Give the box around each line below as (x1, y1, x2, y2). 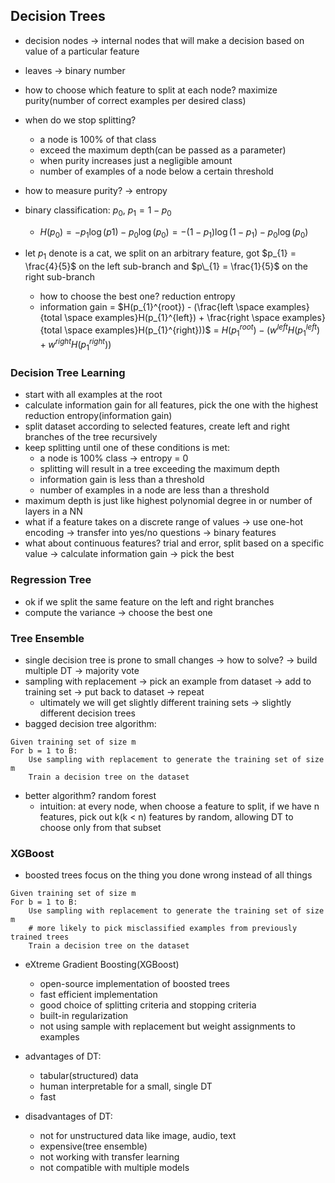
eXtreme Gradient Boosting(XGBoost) (24, 959, 180, 971)
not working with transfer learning (39, 1151, 180, 1163)
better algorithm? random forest (24, 790, 157, 801)
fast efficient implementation (39, 989, 158, 1001)
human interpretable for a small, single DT (39, 1080, 213, 1093)
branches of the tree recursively (24, 431, 158, 443)
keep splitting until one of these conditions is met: (24, 442, 231, 454)
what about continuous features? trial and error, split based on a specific (24, 537, 325, 549)
